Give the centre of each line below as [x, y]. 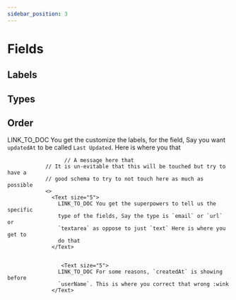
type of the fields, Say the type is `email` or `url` [140, 217]
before [17, 278]
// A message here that [99, 161]
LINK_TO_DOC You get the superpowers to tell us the [137, 204]
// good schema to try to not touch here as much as [124, 179]
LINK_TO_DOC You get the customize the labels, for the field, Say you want [117, 140]
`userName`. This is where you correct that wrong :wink [143, 284]
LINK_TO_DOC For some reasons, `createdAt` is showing [140, 272]
